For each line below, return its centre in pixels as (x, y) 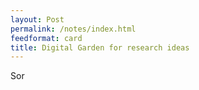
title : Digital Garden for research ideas (100, 47)
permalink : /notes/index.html (73, 29)
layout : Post (37, 19)
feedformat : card (46, 38)
